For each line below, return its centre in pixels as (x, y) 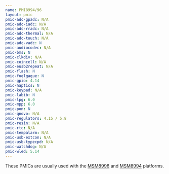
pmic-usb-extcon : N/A (28, 137)
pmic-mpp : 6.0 (20, 105)
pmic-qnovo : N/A (22, 114)
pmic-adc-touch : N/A (27, 39)
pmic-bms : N (18, 52)
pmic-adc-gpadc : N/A (27, 19)
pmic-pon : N (18, 109)
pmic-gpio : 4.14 (22, 81)
